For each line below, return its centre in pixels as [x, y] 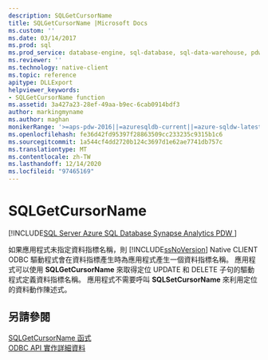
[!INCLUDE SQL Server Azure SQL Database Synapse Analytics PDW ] [123, 233]
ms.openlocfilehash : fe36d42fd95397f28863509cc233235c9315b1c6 [116, 134]
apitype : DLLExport [41, 82]
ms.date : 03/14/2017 [43, 38]
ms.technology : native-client [59, 68]
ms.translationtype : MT [48, 149]
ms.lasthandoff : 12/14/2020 [55, 164]
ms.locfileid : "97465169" [51, 172]
